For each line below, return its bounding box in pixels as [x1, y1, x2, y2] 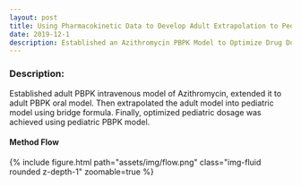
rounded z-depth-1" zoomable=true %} [9, 166, 154, 177]
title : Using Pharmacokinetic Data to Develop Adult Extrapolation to [9, 21, 279, 30]
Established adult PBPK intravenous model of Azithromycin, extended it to [9, 88, 282, 98]
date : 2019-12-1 [9, 30, 70, 38]
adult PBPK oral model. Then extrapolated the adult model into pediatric [9, 97, 275, 108]
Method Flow [9, 137, 60, 148]
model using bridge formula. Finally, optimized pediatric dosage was [9, 106, 262, 117]
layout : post [9, 13, 58, 22]
